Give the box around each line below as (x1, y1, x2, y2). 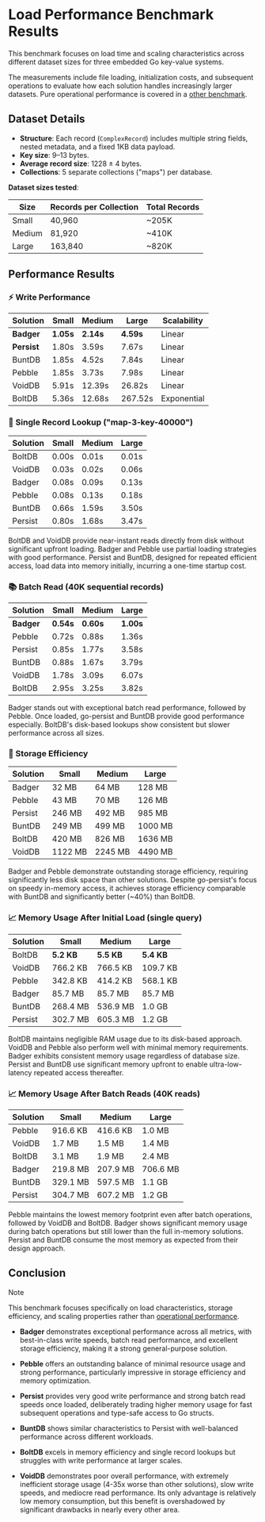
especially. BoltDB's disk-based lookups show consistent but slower (8, 720, 230, 729)
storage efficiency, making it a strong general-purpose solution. (19, 1343, 228, 1353)
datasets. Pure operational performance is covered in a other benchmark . (8, 89, 248, 98)
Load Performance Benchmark (8, 6, 214, 24)
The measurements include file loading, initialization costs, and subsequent (8, 72, 254, 82)
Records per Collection (50, 201, 139, 212)
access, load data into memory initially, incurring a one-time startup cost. (8, 561, 247, 571)
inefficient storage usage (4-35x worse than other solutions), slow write (19, 1479, 255, 1489)
